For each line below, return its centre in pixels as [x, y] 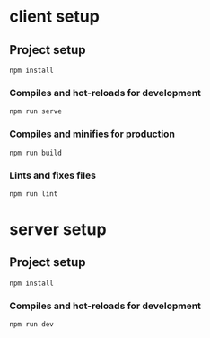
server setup [58, 230]
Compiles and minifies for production [92, 134]
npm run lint [34, 194]
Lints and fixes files [53, 175]
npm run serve [36, 111]
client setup [55, 17]
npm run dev [31, 325]
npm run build [36, 153]
